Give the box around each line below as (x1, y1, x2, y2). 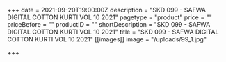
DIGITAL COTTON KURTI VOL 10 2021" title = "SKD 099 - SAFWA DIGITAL (7, 28, 219, 36)
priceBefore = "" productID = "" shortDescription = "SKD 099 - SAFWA (7, 21, 211, 28)
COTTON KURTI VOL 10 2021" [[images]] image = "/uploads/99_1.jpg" (7, 35, 207, 43)
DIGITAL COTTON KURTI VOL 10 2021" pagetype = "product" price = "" (7, 13, 212, 21)
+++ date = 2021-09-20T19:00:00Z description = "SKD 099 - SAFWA (7, 6, 207, 14)
